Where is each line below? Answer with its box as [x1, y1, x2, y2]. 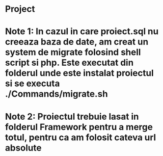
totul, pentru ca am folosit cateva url [5, 131, 156, 143]
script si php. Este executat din [5, 57, 134, 68]
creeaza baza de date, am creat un [5, 36, 149, 48]
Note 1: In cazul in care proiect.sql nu [5, 26, 159, 37]
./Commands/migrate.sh [5, 88, 108, 100]
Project [5, 3, 35, 15]
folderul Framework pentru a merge [5, 121, 153, 132]
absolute [5, 142, 42, 153]
